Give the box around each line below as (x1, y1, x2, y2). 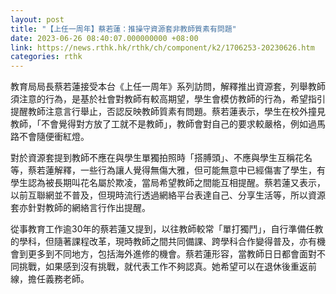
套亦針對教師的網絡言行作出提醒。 (10, 202, 151, 214)
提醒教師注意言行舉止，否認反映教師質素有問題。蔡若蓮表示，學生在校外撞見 (10, 106, 326, 118)
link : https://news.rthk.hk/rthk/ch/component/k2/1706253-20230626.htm (10, 42, 315, 53)
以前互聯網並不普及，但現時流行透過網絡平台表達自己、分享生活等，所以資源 (10, 189, 326, 201)
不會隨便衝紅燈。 (18, 131, 90, 143)
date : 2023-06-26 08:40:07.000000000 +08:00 (10, 33, 199, 43)
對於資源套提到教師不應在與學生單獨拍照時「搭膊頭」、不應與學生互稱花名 (10, 152, 313, 164)
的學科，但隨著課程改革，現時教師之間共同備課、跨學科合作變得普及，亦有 (10, 236, 317, 248)
